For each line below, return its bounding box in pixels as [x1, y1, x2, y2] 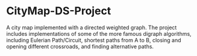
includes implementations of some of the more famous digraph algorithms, [6, 30, 192, 37]
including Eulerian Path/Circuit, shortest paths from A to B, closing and [6, 36, 181, 43]
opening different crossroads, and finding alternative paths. [6, 43, 154, 50]
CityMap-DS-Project [6, 4, 111, 18]
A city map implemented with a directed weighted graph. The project [6, 24, 177, 31]
